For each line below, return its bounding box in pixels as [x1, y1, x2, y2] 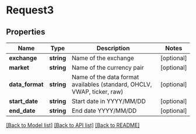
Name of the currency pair [72, 64, 144, 71]
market [9, 64, 29, 71]
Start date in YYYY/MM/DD [72, 97, 146, 105]
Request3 [6, 4, 54, 17]
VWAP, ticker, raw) [72, 88, 124, 95]
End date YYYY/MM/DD [72, 106, 137, 115]
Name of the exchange [72, 54, 134, 62]
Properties [6, 27, 45, 37]
